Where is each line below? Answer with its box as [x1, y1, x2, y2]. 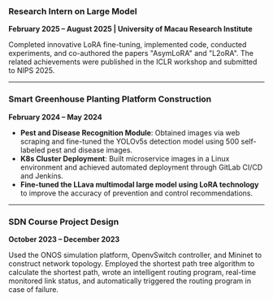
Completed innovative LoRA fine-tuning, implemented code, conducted [8, 40, 247, 49]
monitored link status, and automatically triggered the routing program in [8, 276, 252, 286]
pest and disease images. [46, 144, 132, 155]
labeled [19, 144, 45, 155]
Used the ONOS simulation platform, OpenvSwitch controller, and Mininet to [8, 250, 262, 260]
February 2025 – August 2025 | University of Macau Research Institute [8, 24, 253, 34]
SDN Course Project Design [8, 216, 119, 227]
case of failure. [8, 284, 59, 294]
